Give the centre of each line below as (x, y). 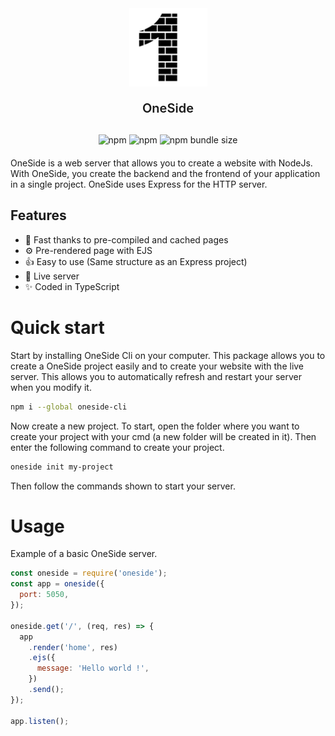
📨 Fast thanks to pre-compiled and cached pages (126, 239)
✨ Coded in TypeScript (72, 286)
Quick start (57, 328)
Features (38, 215)
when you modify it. (51, 387)
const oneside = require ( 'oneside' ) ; (89, 573)
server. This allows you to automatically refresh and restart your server (156, 376)
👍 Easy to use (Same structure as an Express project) (136, 261)
